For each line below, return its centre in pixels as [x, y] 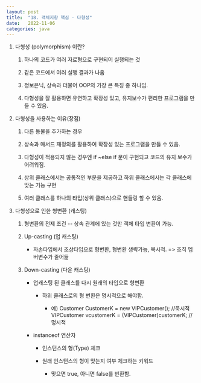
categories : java [28, 29]
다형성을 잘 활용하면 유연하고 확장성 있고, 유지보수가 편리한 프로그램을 [106, 98]
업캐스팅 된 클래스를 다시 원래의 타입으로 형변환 [89, 283]
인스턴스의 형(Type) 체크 [71, 348]
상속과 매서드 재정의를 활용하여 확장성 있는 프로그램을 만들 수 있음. [102, 144]
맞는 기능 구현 [40, 185]
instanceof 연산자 [54, 335]
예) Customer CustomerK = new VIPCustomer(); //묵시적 [120, 309]
